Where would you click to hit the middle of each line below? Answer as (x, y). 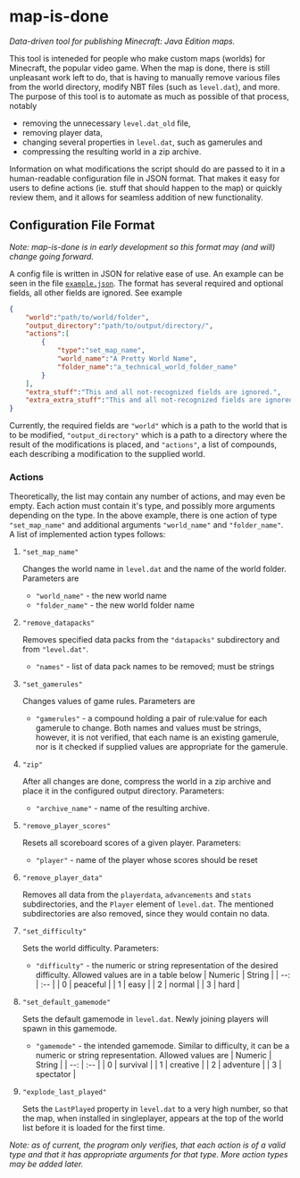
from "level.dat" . (55, 650)
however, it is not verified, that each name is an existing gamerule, (157, 737)
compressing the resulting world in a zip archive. (112, 151)
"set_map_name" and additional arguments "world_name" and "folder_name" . (146, 525)
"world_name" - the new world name (101, 596)
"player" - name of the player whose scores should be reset (146, 860)
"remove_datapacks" (58, 623)
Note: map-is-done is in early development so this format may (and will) (142, 246)
